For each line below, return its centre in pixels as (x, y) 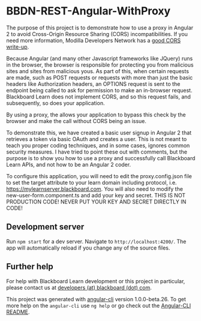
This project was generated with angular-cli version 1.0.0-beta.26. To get (96, 299)
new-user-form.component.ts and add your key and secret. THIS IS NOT (96, 195)
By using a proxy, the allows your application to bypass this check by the (96, 115)
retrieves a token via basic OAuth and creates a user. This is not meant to (97, 139)
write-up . (18, 47)
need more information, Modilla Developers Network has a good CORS (94, 40)
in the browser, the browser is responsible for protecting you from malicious (100, 65)
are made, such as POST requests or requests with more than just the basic (100, 77)
